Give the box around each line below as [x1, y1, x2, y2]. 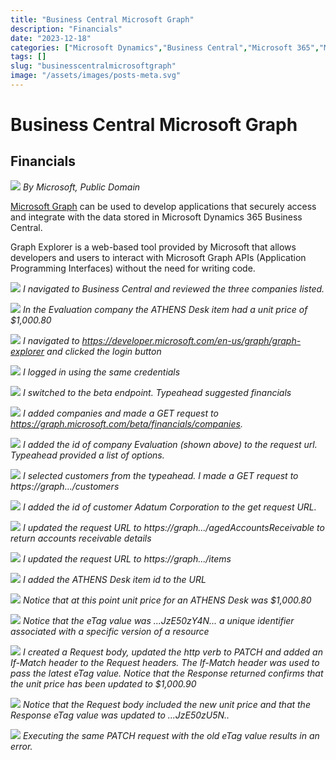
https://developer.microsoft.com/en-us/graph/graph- [81, 334, 302, 346]
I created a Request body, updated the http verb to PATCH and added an [22, 646, 323, 658]
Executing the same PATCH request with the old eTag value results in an [22, 729, 320, 741]
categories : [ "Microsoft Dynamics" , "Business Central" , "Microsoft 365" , [10, 42, 320, 53]
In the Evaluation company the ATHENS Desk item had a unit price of [22, 303, 308, 315]
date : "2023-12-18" [10, 33, 92, 43]
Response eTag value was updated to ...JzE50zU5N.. [10, 709, 230, 721]
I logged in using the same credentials [22, 366, 181, 378]
